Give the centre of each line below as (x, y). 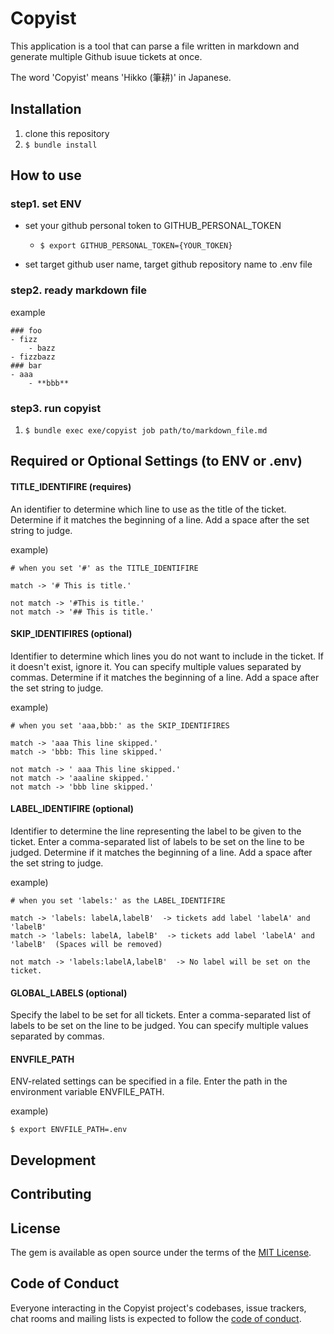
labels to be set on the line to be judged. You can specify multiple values (159, 1026)
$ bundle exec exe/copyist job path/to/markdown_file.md (146, 431)
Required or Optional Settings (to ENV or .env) (156, 461)
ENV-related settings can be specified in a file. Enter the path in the (149, 1081)
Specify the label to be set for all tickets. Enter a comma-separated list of (161, 1015)
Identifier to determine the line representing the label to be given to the (156, 831)
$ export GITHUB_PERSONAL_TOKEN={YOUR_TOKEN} (136, 246)
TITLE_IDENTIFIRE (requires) (71, 487)
